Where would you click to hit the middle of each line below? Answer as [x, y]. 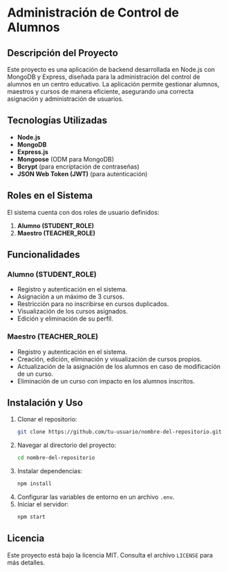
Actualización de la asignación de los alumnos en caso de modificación [119, 366]
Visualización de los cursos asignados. [72, 312]
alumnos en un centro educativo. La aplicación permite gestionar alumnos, [113, 84]
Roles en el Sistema [50, 196]
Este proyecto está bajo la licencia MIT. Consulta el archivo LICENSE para [110, 555]
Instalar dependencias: [50, 471]
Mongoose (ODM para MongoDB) [66, 159]
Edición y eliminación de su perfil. [65, 318]
